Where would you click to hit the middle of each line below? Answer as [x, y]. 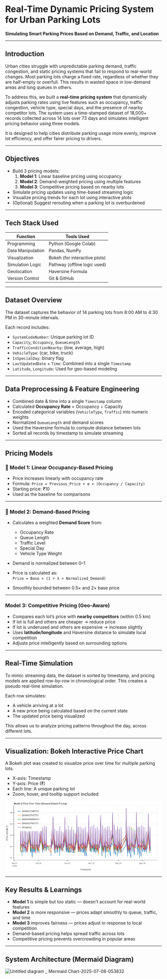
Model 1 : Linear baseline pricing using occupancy [71, 176]
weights [20, 417]
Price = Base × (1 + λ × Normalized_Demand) [59, 579]
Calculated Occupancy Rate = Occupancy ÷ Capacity [68, 406]
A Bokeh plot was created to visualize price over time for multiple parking [80, 763]
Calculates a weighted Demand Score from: [57, 523]
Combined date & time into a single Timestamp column [67, 401]
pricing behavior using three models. [43, 123]
